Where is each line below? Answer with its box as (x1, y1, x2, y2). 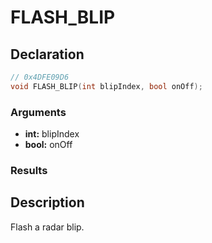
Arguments (10, 105, 67, 119)
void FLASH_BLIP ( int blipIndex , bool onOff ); (10, 81, 203, 91)
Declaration (10, 46, 85, 63)
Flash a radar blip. (10, 221, 85, 233)
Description (10, 194, 85, 211)
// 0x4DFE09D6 (10, 72, 70, 82)
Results (10, 163, 48, 177)
